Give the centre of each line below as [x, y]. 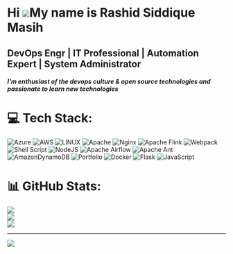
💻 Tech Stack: [50, 118]
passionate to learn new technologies [63, 89]
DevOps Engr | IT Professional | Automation [103, 53]
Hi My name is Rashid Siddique [101, 13]
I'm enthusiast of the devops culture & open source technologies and [109, 82]
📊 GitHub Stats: [54, 186]
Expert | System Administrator [74, 64]
